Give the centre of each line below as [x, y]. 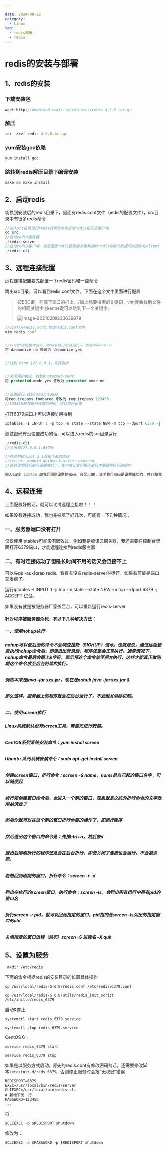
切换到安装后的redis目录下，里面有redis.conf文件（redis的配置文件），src [80, 212]
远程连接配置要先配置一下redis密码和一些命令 [52, 281]
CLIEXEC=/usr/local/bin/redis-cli [41, 1090]
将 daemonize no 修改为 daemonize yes [44, 350]
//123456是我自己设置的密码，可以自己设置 [44, 404]
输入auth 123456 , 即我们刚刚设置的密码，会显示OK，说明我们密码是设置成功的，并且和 [82, 475]
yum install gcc [22, 158]
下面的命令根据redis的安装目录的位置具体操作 [52, 977]
